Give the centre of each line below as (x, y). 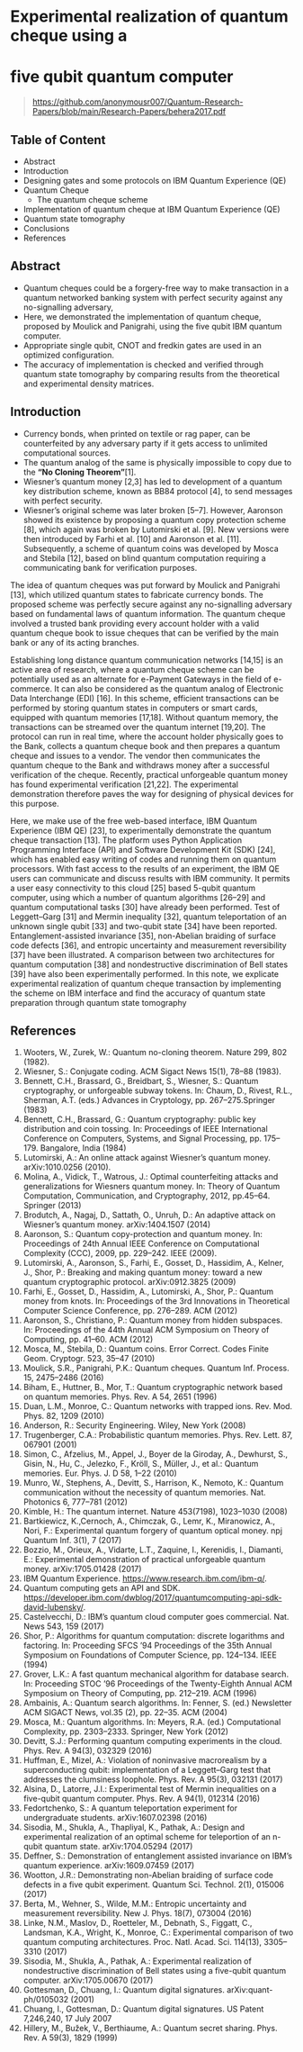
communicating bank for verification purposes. (110, 567)
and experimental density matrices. (89, 384)
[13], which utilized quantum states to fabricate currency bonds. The (137, 594)
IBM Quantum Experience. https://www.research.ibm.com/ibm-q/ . (145, 1578)
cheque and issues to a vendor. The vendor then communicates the (135, 755)
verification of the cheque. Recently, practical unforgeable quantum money (149, 774)
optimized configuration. (69, 355)
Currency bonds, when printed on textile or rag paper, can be (137, 433)
